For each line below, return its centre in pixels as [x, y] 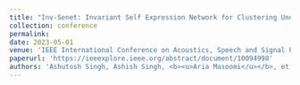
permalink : [29, 34]
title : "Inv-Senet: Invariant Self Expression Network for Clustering [143, 17]
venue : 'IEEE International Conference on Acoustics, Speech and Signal [147, 50]
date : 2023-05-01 [42, 42]
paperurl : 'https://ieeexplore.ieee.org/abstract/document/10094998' [142, 58]
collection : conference [54, 26]
